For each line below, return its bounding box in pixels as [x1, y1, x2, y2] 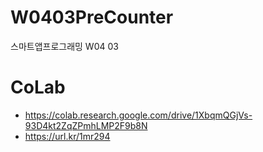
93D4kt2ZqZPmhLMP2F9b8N [24, 119, 148, 131]
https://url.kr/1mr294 [24, 130, 111, 142]
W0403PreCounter [10, 6, 174, 29]
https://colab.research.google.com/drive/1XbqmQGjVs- [24, 109, 253, 121]
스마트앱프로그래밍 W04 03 [10, 40, 119, 52]
